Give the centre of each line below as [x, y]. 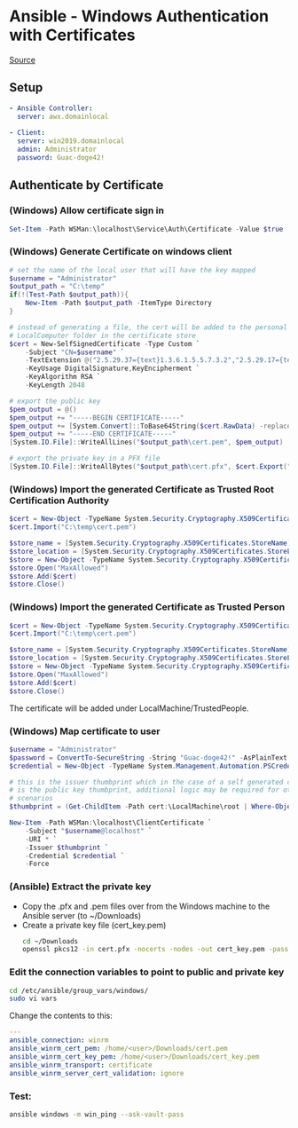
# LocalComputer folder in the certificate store [103, 335]
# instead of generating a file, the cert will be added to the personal [149, 327]
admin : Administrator [57, 150]
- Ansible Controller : [51, 108]
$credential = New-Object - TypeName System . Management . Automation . [137, 766]
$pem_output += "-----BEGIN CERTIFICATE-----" [97, 418]
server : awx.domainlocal [63, 116]
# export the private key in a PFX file [85, 459]
